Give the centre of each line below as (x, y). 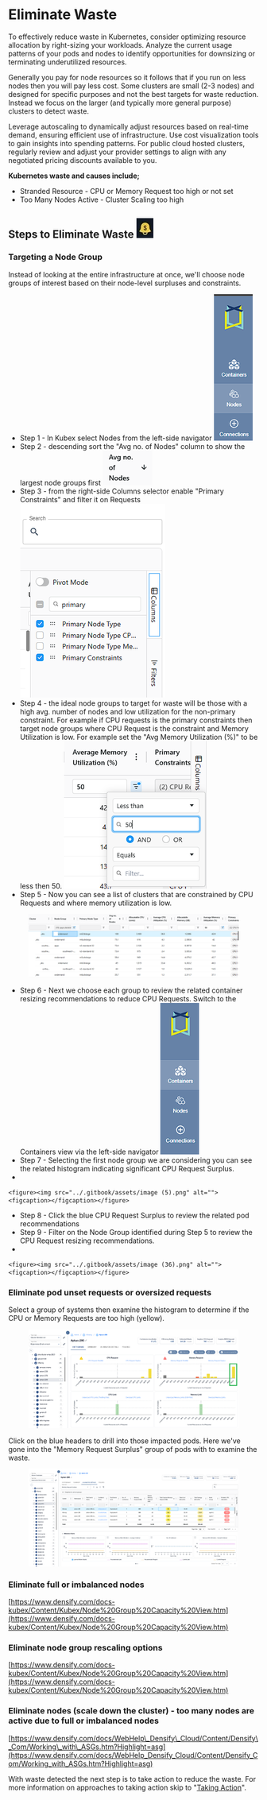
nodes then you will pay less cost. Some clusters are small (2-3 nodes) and (131, 86)
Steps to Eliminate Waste (71, 235)
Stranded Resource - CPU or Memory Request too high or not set (126, 191)
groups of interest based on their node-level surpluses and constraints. (125, 283)
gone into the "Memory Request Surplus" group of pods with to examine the (133, 1450)
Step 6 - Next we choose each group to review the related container (131, 990)
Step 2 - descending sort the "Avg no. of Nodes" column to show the (132, 446)
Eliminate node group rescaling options (85, 1647)
